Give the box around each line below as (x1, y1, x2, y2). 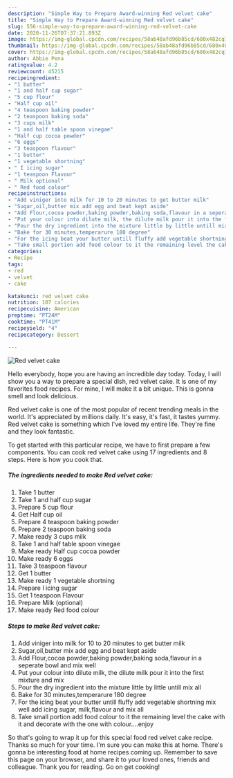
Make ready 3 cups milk (17, 532, 86, 541)
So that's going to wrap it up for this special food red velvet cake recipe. (8, 734, 214, 742)
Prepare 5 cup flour (17, 503, 74, 512)
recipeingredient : (8, 74, 61, 82)
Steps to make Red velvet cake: (8, 622, 100, 630)
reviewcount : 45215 (8, 68, 64, 75)
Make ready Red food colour (17, 606, 100, 614)
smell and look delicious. (8, 391, 78, 400)
